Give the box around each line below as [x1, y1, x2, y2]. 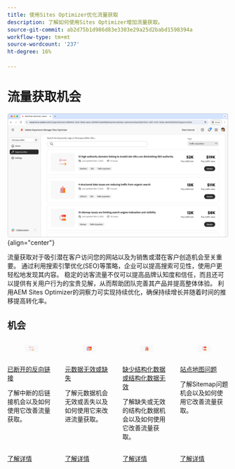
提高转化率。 [13, 297, 51, 305]
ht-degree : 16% [7, 48, 52, 55]
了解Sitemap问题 [180, 380, 229, 388]
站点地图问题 [180, 365, 217, 374]
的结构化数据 [122, 407, 160, 415]
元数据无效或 [65, 365, 102, 374]
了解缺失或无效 [122, 397, 166, 406]
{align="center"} [7, 238, 55, 247]
